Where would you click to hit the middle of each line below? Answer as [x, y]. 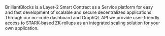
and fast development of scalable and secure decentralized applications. [79, 12]
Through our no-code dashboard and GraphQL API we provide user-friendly [82, 18]
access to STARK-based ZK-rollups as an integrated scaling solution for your [82, 23]
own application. [22, 28]
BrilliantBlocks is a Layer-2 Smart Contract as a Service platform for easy [79, 7]
